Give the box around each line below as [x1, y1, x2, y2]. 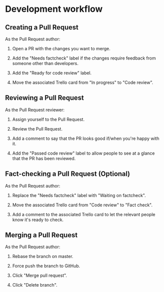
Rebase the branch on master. [12, 254, 74, 260]
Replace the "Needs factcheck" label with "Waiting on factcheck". [12, 192, 146, 198]
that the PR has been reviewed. [12, 155, 76, 161]
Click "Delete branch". [12, 282, 58, 288]
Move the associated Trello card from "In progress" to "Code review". [12, 80, 154, 85]
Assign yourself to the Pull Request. [12, 116, 85, 122]
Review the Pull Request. [12, 126, 63, 131]
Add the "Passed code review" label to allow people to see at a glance [12, 150, 155, 156]
